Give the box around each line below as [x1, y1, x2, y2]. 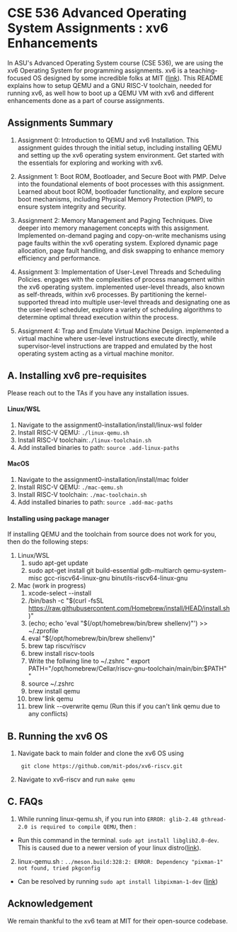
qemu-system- [183, 566, 227, 575]
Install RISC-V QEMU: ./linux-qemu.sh [17, 428, 129, 437]
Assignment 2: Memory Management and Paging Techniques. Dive [17, 216, 213, 224]
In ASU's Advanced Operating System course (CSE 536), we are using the [7, 58, 224, 67]
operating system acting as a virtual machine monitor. [17, 349, 175, 358]
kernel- [185, 290, 207, 299]
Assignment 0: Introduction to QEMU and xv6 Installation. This [17, 136, 200, 144]
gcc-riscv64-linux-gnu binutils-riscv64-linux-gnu [43, 574, 188, 583]
